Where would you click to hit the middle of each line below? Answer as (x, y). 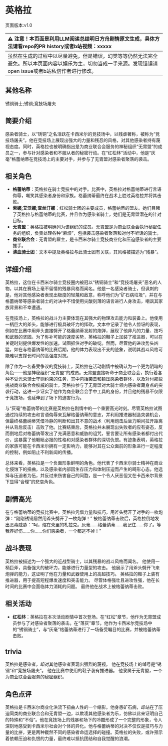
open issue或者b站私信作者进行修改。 (52, 71)
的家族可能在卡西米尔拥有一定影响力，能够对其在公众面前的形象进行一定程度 (84, 446)
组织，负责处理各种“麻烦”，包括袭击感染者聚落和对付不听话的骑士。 (91, 233)
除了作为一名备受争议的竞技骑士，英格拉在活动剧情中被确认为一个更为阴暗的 (84, 366)
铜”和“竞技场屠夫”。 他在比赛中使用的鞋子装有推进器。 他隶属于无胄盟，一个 (84, 671)
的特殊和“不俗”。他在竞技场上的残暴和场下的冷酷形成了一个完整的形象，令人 (84, 720)
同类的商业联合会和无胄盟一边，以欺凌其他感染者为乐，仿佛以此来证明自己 (86, 713)
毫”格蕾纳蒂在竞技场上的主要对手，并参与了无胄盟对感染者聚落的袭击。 (78, 159)
